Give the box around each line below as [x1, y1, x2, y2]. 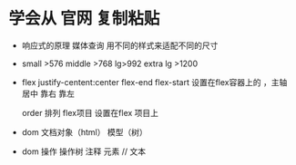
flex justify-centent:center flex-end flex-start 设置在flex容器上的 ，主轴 [21, 76, 288, 87]
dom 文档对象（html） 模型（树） [21, 126, 148, 137]
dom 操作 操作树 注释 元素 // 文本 [21, 146, 147, 157]
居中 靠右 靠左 [21, 88, 75, 99]
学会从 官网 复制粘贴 [8, 8, 160, 29]
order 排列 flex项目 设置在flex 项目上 [21, 107, 159, 118]
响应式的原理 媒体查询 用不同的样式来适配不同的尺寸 [21, 40, 219, 51]
